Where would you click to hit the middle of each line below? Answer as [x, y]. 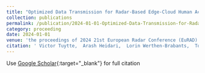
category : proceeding [34, 29]
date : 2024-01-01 [28, 35]
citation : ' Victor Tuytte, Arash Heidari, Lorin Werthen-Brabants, [98, 46]
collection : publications [39, 18]
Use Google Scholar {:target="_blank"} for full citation [73, 63]
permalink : [20, 23]
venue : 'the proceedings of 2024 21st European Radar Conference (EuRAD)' [103, 40]
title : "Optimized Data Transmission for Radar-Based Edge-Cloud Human [99, 12]
